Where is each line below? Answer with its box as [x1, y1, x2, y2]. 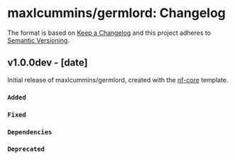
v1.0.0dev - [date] [7, 57, 88, 69]
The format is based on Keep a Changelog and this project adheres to [7, 28, 212, 37]
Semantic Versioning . [7, 36, 70, 44]
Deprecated [7, 145, 45, 154]
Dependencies [7, 128, 53, 136]
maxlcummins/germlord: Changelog [7, 5, 226, 21]
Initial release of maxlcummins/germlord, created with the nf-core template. [7, 75, 229, 84]
